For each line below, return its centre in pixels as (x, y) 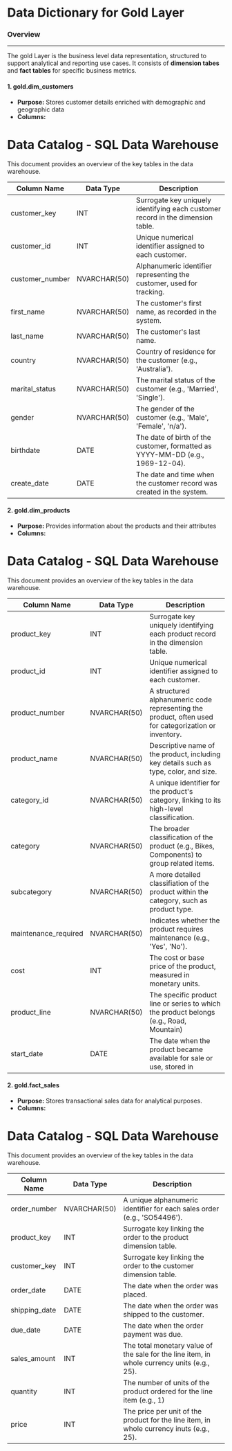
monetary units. (175, 983)
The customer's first (169, 303)
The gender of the (165, 409)
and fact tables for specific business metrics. (72, 71)
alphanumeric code (181, 700)
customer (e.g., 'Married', (177, 389)
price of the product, (183, 966)
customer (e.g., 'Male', (172, 417)
